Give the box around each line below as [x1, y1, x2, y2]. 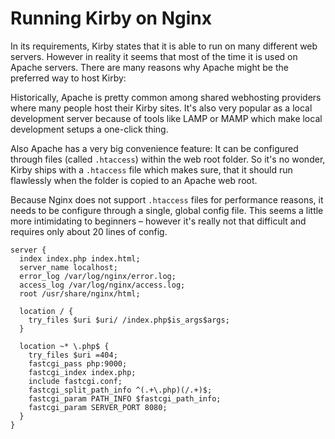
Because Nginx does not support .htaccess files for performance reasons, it [10, 193, 324, 206]
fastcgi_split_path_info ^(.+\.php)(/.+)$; [28, 385, 213, 395]
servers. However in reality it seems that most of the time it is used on [10, 50, 298, 62]
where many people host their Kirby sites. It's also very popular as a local [10, 102, 313, 114]
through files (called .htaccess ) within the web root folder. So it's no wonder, [10, 153, 326, 165]
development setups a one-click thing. [10, 123, 169, 135]
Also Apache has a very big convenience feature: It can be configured [10, 142, 299, 154]
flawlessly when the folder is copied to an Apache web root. [10, 174, 258, 186]
